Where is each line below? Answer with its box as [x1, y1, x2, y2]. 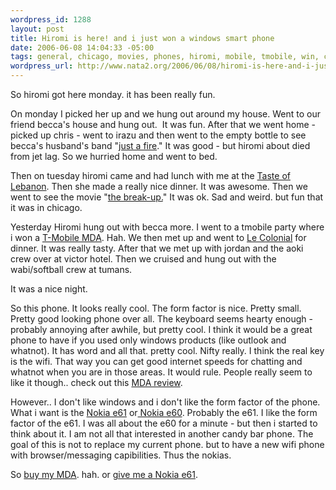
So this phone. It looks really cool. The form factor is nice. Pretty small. [10, 302, 302, 314]
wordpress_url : [10, 61, 74, 71]
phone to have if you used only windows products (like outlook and [10, 334, 287, 346]
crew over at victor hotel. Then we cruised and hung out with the [10, 253, 277, 265]
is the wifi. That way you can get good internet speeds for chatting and [10, 356, 303, 367]
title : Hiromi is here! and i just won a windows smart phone [10, 33, 275, 43]
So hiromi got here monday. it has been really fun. [10, 89, 216, 100]
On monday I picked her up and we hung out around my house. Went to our [10, 108, 321, 120]
